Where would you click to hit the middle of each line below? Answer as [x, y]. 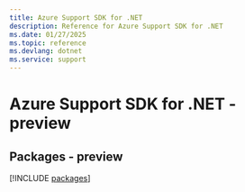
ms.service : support [48, 59]
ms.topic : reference [48, 43]
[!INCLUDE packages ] [50, 178]
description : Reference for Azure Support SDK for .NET [116, 26]
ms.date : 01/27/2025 [48, 34]
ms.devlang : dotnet [46, 51]
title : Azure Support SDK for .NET [76, 18]
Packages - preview [66, 156]
